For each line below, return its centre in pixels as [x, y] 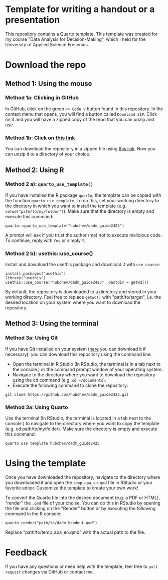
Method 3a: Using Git [32, 338]
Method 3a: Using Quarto [37, 407]
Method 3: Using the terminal [52, 324]
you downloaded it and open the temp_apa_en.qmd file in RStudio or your [79, 483]
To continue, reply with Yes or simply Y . [45, 240]
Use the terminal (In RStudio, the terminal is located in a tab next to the [78, 418]
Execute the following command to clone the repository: [70, 385]
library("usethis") [26, 278]
